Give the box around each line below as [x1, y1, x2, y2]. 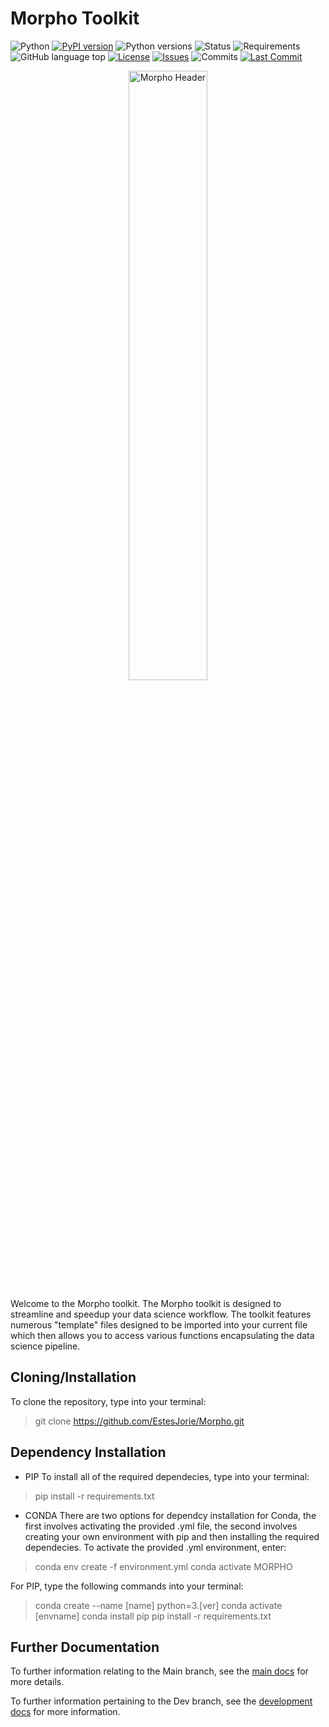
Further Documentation [10, 1638, 160, 1656]
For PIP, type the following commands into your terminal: [10, 1580, 244, 1592]
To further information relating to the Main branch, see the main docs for [10, 1665, 309, 1677]
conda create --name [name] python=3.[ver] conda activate [34, 1599, 283, 1611]
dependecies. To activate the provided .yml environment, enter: [24, 1541, 287, 1553]
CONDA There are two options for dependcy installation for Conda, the [24, 1509, 317, 1521]
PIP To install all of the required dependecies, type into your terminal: [24, 1470, 310, 1482]
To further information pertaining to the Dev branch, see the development [10, 1695, 313, 1707]
